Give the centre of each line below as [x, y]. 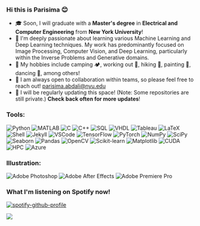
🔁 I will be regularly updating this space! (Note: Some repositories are [102, 93]
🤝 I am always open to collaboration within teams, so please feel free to [104, 80]
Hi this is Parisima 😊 [37, 10]
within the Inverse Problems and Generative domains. [82, 58]
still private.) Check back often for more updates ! [78, 99]
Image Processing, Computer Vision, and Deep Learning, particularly [101, 52]
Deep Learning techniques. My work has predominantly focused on [99, 45]
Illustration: [24, 163]
